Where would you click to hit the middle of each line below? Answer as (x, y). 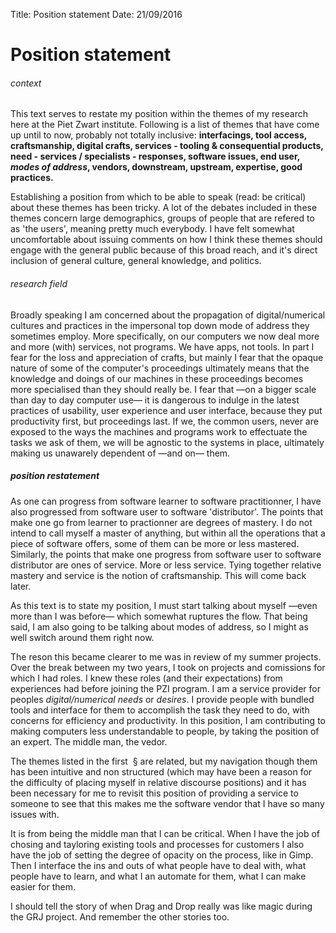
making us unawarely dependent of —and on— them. (120, 453)
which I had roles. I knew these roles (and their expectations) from (146, 678)
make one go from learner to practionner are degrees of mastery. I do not (161, 522)
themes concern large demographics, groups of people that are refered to (162, 218)
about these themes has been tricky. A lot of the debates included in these (164, 208)
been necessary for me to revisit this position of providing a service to (154, 793)
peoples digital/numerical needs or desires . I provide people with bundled (162, 699)
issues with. (35, 814)
